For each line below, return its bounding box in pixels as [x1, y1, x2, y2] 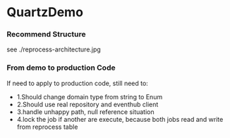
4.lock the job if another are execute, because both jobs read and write [16, 115, 224, 123]
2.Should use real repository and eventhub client [16, 100, 159, 108]
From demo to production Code [6, 63, 116, 73]
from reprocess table [16, 123, 78, 131]
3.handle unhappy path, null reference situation [16, 107, 155, 116]
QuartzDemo [6, 4, 84, 20]
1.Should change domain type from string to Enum [16, 92, 163, 101]
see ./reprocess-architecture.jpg [6, 45, 102, 54]
